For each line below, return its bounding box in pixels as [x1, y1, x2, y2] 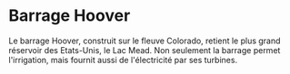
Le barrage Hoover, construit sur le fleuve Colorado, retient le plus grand [8, 35, 281, 46]
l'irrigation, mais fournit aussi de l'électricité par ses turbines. [8, 54, 238, 65]
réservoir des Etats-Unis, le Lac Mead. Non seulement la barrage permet [8, 44, 281, 55]
